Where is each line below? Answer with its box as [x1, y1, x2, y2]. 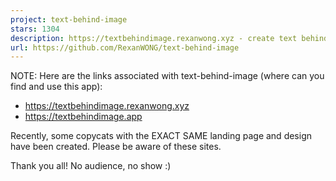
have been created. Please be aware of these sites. [10, 141, 222, 153]
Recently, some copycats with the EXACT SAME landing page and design [10, 130, 313, 142]
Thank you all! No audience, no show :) [10, 160, 172, 172]
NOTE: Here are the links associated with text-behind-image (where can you [10, 70, 325, 82]
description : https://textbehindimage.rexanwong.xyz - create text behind [10, 33, 329, 43]
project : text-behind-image [10, 14, 128, 25]
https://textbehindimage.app [24, 111, 143, 123]
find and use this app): [10, 81, 103, 93]
